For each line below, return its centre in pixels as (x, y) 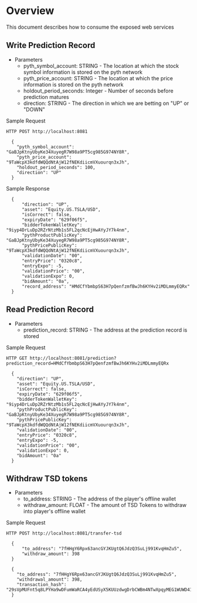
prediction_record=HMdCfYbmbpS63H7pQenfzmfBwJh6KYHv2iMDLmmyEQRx (87, 363)
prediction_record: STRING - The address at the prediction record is (105, 330)
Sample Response (28, 188)
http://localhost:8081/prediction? (73, 358)
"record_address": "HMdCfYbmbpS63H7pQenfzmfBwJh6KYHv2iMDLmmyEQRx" (106, 286)
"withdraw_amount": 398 (51, 554)
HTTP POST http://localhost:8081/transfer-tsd (64, 534)
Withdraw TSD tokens (47, 478)
